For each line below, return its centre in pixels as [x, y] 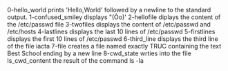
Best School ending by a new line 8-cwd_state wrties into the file [99, 53]
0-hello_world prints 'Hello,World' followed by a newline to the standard [109, 10]
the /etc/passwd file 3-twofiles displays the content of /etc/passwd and [109, 24]
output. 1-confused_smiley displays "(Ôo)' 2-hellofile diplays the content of [114, 17]
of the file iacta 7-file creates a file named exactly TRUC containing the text [114, 46]
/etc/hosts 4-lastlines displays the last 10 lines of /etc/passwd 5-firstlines [111, 31]
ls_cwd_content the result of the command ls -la [75, 60]
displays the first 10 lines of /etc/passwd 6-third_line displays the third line [113, 39]
